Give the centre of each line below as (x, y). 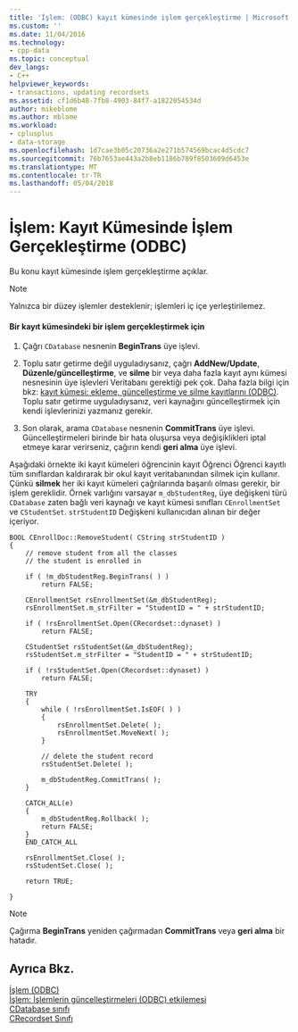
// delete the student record (97, 757)
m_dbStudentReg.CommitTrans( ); (102, 780)
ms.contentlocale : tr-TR (55, 175)
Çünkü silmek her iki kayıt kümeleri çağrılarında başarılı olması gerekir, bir (145, 484)
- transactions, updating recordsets (79, 92)
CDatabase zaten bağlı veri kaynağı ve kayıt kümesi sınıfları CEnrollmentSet (145, 503)
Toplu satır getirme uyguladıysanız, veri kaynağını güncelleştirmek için (151, 402)
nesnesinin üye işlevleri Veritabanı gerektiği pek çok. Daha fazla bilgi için (156, 383)
